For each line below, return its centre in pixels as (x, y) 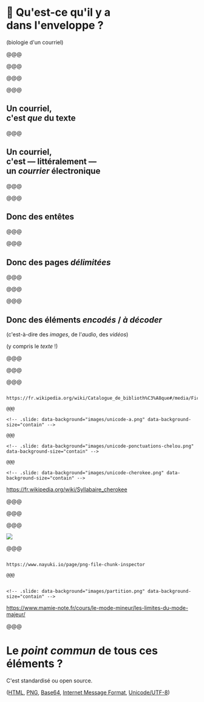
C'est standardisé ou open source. (49, 680)
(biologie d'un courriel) (35, 42)
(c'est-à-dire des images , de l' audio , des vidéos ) (67, 334)
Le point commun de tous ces (82, 651)
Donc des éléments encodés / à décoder (84, 320)
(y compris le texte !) (32, 346)
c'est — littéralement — (52, 162)
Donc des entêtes (40, 217)
